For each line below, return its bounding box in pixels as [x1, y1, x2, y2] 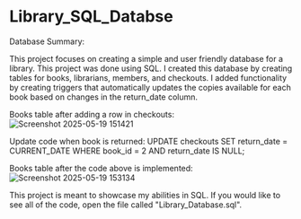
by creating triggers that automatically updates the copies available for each [9, 82, 292, 92]
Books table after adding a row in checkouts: [9, 109, 175, 119]
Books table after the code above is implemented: [9, 162, 193, 173]
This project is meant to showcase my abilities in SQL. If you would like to [9, 189, 281, 200]
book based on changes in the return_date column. [9, 92, 199, 102]
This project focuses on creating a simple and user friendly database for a [9, 53, 284, 64]
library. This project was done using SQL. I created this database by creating [9, 63, 293, 74]
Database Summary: [9, 36, 85, 47]
